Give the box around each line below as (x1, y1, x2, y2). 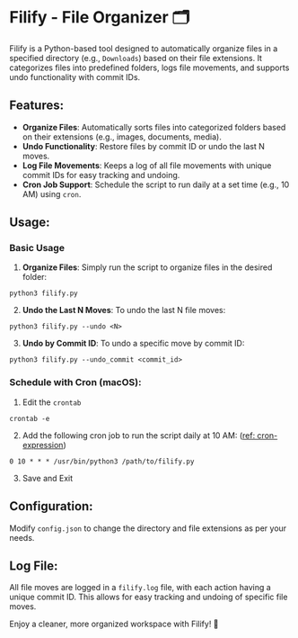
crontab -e (9, 414, 50, 423)
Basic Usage (9, 242, 66, 255)
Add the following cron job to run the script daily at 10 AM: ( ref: (22, 429, 256, 441)
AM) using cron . (22, 188, 82, 199)
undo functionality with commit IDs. (9, 71, 141, 82)
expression (22, 439, 64, 450)
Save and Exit (22, 472, 74, 483)
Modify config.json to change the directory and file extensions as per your (9, 523, 287, 534)
